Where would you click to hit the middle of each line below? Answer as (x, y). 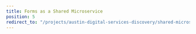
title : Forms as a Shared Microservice (55, 11)
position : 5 (20, 17)
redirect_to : (22, 22)
